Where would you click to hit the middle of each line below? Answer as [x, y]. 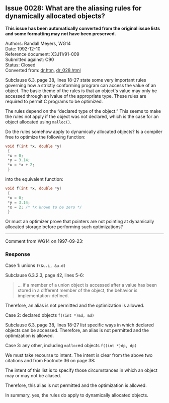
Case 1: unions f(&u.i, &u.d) [36, 265]
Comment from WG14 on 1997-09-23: [45, 241]
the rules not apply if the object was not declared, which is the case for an [82, 116]
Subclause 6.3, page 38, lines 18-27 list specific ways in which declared [80, 325]
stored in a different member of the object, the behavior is [77, 290]
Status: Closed [20, 64]
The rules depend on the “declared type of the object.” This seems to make [83, 111]
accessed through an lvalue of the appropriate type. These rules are [76, 96]
